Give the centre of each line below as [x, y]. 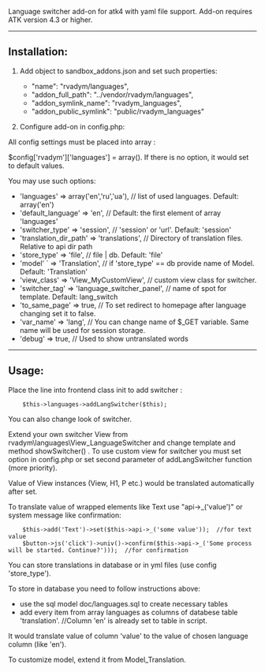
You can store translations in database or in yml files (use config [112, 565]
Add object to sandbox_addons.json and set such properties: [118, 71]
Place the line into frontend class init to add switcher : [95, 390]
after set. [23, 491]
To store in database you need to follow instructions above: [105, 588]
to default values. [36, 166]
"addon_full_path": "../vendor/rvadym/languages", [112, 95]
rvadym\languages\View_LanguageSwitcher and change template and [122, 442]
